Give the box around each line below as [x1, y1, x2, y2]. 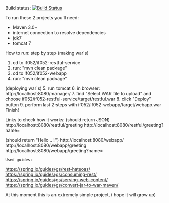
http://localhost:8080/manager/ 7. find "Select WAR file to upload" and [5, 91, 151, 96]
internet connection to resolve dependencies [12, 30, 106, 35]
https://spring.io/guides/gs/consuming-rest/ [5, 171, 97, 177]
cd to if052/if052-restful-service [12, 60, 81, 65]
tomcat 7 [12, 40, 31, 46]
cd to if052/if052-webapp [12, 70, 67, 76]
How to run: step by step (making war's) [5, 50, 89, 56]
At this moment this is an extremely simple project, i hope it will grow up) [5, 192, 156, 198]
